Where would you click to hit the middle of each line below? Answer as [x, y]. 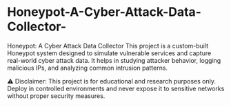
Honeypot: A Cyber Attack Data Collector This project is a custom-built [108, 46]
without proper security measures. [56, 96]
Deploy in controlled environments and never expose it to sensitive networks [116, 88]
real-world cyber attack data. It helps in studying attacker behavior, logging [114, 60]
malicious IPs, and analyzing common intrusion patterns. [87, 68]
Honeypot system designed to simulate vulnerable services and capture [109, 53]
